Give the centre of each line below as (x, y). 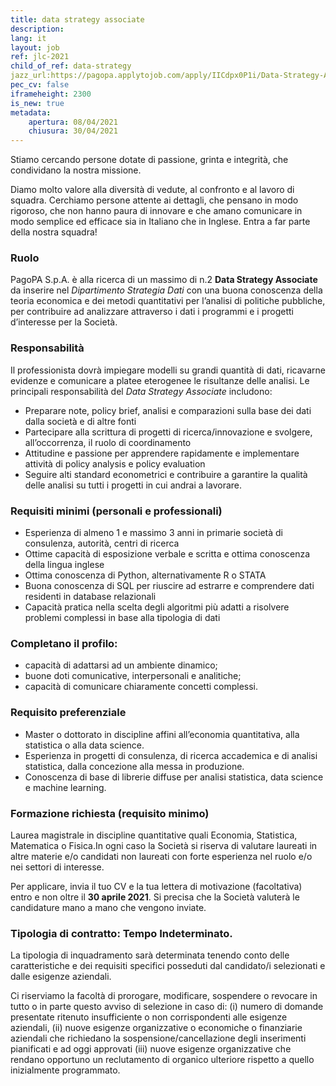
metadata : (31, 112)
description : (37, 29)
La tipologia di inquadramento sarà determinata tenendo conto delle (150, 955)
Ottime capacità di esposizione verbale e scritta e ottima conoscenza (167, 554)
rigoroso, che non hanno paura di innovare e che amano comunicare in (156, 211)
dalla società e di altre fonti (80, 421)
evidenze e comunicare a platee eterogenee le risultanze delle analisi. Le (160, 380)
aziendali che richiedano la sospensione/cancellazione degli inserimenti (158, 1038)
